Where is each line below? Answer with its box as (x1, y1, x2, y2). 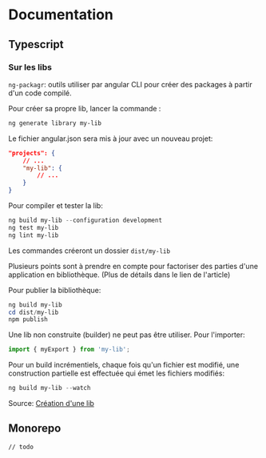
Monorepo (8, 422, 62, 436)
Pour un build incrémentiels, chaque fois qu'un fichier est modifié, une (8, 360, 240, 370)
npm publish (8, 315, 48, 323)
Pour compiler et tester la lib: (8, 201, 104, 210)
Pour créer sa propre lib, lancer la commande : (8, 103, 161, 113)
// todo (8, 443, 34, 451)
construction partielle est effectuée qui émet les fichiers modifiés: (8, 368, 225, 378)
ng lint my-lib (8, 231, 59, 239)
